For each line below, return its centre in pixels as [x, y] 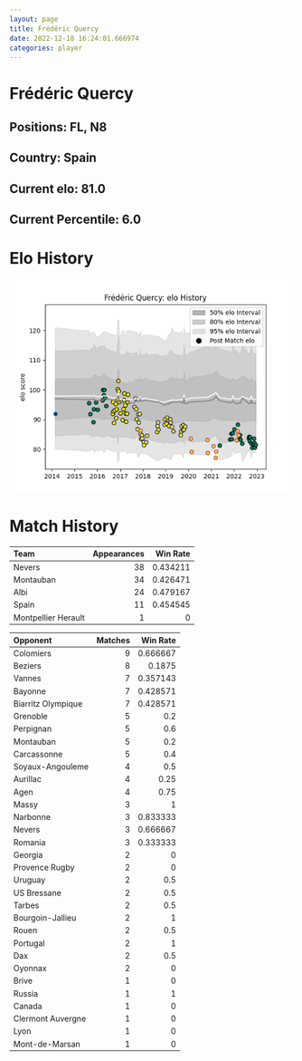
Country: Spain [53, 158]
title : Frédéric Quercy [54, 29]
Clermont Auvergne [50, 1018]
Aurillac [28, 779]
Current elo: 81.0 [57, 189]
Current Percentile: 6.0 [75, 219]
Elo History [52, 259]
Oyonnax [30, 969]
